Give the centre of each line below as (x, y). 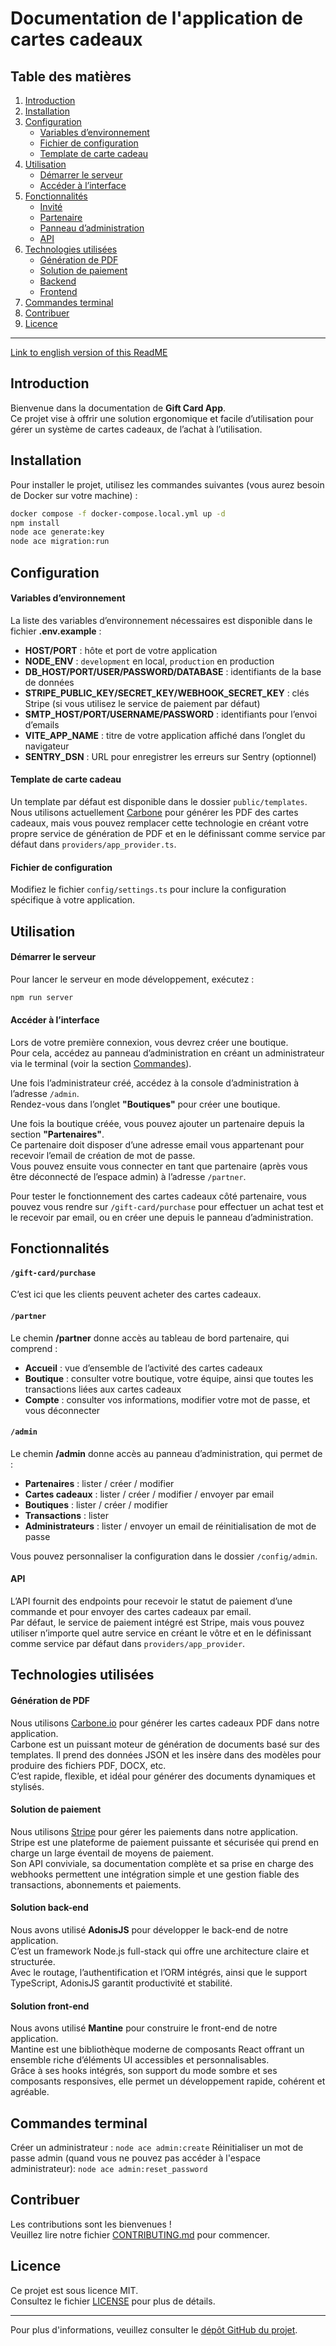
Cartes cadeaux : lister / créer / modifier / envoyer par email (149, 1494)
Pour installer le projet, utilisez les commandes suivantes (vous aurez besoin (167, 484)
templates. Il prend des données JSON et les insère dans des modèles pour (166, 1754)
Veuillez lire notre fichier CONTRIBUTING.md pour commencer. (140, 2234)
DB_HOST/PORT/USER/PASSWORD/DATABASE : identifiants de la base (173, 671)
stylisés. (27, 1786)
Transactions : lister (66, 1515)
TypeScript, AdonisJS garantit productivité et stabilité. (121, 1983)
